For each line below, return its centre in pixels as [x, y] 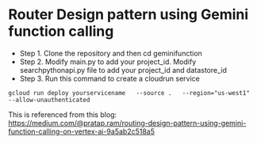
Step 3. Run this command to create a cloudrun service [109, 78]
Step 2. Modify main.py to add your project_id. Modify [108, 62]
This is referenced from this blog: [63, 114]
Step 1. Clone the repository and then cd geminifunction [111, 53]
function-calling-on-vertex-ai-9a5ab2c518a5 [82, 131]
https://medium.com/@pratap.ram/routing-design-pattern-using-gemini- [127, 123]
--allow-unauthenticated [49, 100]
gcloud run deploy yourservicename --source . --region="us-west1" [129, 93]
